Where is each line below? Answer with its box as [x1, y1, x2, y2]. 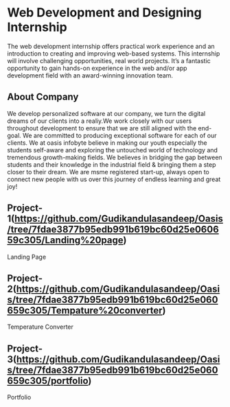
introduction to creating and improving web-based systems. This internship [7, 49, 220, 58]
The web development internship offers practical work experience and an [7, 42, 215, 50]
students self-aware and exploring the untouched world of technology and [7, 146, 218, 154]
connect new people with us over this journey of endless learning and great [7, 175, 221, 183]
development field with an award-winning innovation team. [7, 71, 174, 80]
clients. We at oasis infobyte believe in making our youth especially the [7, 139, 207, 147]
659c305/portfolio [7, 375, 89, 386]
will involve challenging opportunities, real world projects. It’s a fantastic [7, 56, 211, 65]
